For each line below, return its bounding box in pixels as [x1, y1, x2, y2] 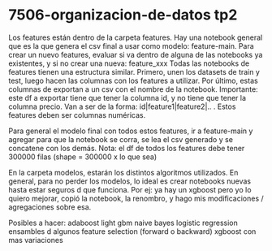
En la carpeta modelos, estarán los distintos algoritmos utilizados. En [8, 167, 239, 177]
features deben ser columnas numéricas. [8, 110, 146, 119]
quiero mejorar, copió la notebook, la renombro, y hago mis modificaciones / [8, 193, 264, 203]
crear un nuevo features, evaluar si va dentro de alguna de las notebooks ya [8, 50, 263, 59]
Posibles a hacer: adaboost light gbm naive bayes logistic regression [8, 218, 238, 227]
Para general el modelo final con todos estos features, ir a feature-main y [8, 126, 253, 136]
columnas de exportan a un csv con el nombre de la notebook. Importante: [8, 84, 258, 94]
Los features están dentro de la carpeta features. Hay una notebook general [8, 32, 263, 42]
